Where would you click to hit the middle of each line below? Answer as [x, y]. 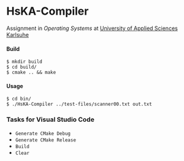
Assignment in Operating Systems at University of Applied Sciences [92, 28]
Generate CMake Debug [43, 133]
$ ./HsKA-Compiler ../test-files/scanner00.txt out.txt [79, 104]
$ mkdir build [25, 62]
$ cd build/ [21, 67]
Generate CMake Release [46, 140]
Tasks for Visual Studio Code [51, 119]
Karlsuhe [18, 34]
